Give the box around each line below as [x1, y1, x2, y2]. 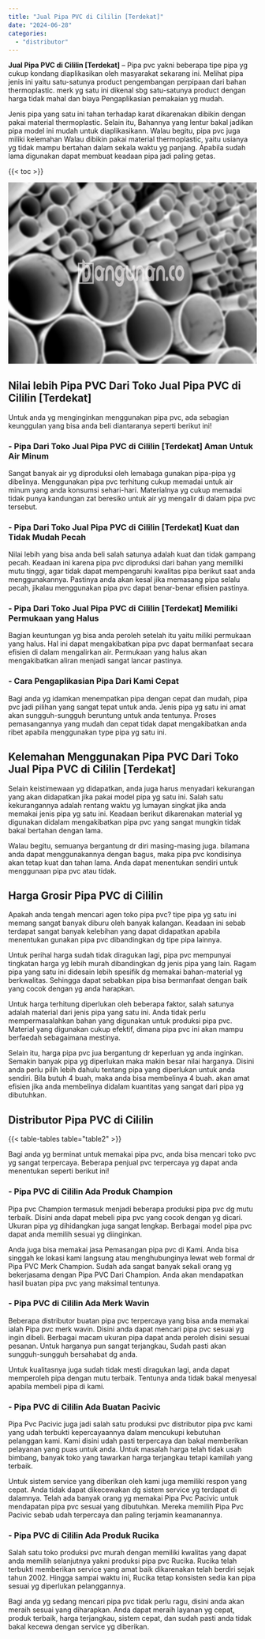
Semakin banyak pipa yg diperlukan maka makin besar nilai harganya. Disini [8, 1056, 255, 1067]
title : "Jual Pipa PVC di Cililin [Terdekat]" [8, 13, 164, 21]
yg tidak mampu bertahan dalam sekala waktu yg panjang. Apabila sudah [8, 143, 246, 153]
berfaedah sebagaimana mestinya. [8, 1033, 121, 1043]
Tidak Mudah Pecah [8, 531, 87, 542]
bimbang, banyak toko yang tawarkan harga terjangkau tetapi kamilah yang [8, 1453, 253, 1463]
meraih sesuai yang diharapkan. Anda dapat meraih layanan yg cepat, [8, 1605, 235, 1614]
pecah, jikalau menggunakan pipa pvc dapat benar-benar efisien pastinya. [8, 583, 250, 593]
